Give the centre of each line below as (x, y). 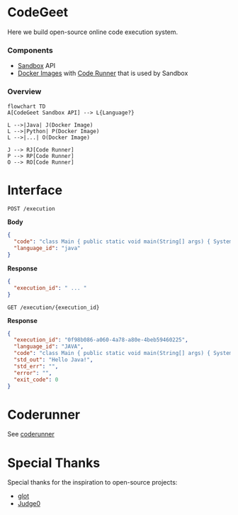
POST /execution (31, 209)
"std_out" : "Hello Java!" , (53, 360)
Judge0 (29, 504)
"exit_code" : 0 (36, 380)
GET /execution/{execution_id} (53, 307)
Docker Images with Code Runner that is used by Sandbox (103, 73)
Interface (35, 190)
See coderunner (31, 434)
